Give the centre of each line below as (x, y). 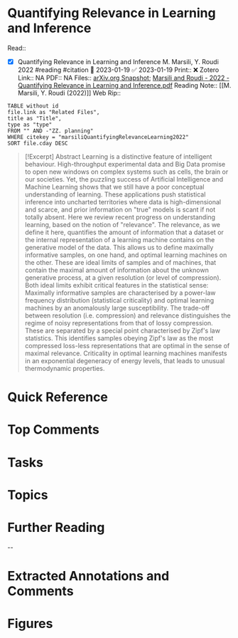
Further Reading (56, 527)
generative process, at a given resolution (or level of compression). (123, 278)
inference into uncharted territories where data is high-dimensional (123, 202)
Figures (30, 624)
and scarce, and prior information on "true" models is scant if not (120, 209)
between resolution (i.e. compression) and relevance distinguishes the (128, 315)
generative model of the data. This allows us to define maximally (119, 247)
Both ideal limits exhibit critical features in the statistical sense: (117, 285)
